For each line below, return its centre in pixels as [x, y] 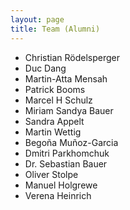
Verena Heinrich [58, 195]
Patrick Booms [55, 89]
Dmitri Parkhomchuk [67, 153]
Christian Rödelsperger [72, 57]
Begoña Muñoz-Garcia [71, 142]
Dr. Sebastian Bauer [66, 163]
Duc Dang [45, 68]
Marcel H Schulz [58, 100]
